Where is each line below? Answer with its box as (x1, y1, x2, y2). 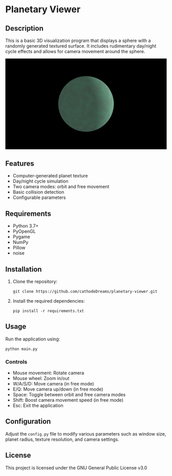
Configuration (5, 417, 51, 426)
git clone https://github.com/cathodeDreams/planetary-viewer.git (12, 289, 158, 294)
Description (5, 24, 44, 33)
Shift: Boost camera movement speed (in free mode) (12, 397, 124, 403)
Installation (5, 265, 42, 274)
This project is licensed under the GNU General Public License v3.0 (5, 464, 147, 471)
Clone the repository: (12, 278, 58, 284)
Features (5, 159, 34, 168)
